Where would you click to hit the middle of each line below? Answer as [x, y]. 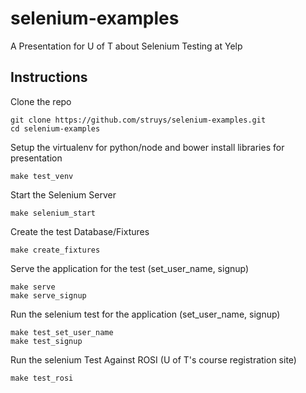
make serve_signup [48, 295]
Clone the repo [41, 101]
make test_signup [46, 341]
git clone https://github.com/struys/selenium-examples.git [138, 120]
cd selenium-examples [55, 128]
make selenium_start [53, 213]
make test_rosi [42, 378]
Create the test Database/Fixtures [80, 231]
